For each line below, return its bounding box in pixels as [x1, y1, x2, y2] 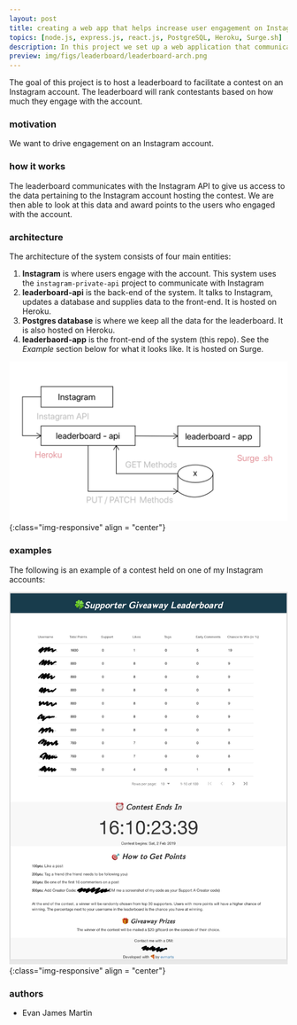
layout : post [9, 14, 57, 23]
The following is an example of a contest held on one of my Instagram [9, 564, 263, 575]
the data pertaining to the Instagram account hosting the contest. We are [9, 190, 274, 200]
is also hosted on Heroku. [21, 325, 116, 336]
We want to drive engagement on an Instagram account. [9, 138, 214, 149]
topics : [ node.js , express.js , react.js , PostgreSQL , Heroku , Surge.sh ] [9, 33, 283, 42]
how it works [9, 160, 66, 173]
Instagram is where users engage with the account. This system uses [21, 269, 277, 279]
